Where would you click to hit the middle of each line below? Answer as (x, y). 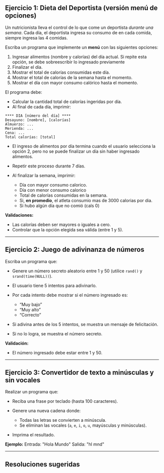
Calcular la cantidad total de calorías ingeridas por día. (67, 102)
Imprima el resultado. (33, 435)
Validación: (17, 343)
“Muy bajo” (31, 304)
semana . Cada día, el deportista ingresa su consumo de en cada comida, (79, 32)
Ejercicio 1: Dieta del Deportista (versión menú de (81, 8)
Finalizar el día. (27, 67)
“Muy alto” (30, 309)
